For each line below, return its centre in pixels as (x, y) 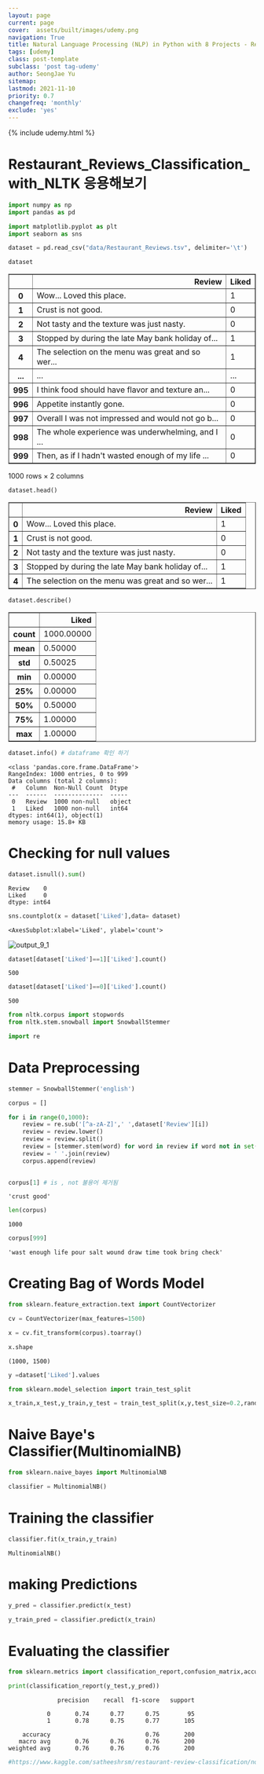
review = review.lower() (63, 1132)
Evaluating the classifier (89, 1651)
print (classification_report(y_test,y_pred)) (84, 1686)
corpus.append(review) (59, 1161)
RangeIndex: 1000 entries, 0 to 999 (68, 774)
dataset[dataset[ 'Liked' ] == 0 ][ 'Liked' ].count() (88, 987)
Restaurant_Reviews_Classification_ (129, 165)
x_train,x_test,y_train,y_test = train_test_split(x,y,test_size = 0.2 (125, 1403)
